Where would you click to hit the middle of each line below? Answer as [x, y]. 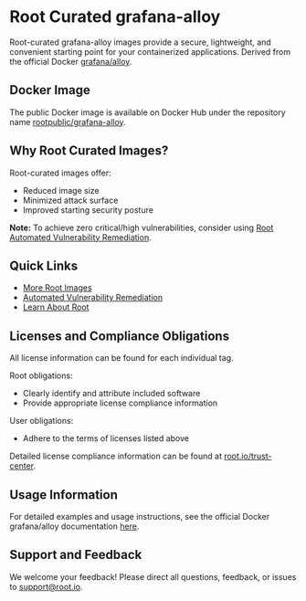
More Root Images [58, 288]
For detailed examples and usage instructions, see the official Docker [140, 517]
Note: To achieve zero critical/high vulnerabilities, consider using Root [142, 227]
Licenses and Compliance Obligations [120, 336]
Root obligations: [41, 375]
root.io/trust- [248, 456]
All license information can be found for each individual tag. [121, 358]
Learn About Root [56, 307]
